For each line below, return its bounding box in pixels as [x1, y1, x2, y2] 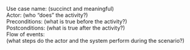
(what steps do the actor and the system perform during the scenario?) [6, 37, 185, 44]
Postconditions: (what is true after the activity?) [6, 24, 125, 31]
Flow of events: [6, 31, 45, 38]
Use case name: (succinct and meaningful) [6, 5, 114, 12]
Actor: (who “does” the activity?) [6, 11, 88, 19]
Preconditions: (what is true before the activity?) [6, 18, 128, 25]
